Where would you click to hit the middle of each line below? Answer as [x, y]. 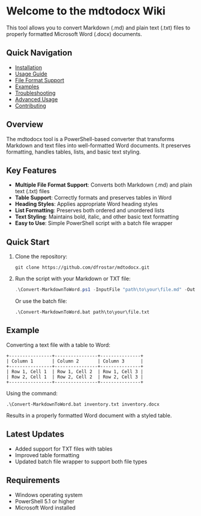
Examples [27, 86]
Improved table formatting [47, 455]
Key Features [31, 170]
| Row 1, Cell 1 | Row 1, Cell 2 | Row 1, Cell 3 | [75, 371]
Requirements [33, 480]
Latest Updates [35, 434]
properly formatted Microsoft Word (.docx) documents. [74, 34]
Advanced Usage [36, 99]
